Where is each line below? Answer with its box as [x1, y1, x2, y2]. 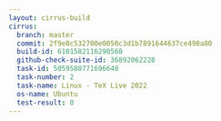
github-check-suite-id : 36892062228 [16, 55, 156, 65]
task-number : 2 [16, 73, 75, 82]
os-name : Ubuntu [16, 89, 78, 98]
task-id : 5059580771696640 [16, 65, 119, 74]
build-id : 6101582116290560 [16, 47, 124, 56]
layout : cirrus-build [8, 13, 91, 23]
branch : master [16, 30, 75, 39]
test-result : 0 [16, 97, 75, 107]
